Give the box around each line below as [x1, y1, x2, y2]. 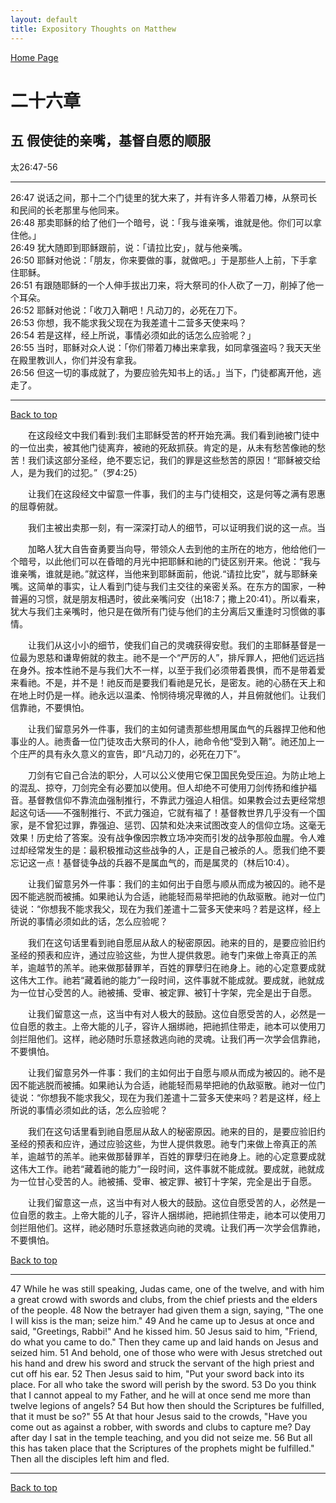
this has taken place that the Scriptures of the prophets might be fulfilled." [10, 1442, 315, 1454]
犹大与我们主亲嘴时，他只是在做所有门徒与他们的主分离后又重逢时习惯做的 [10, 605, 317, 617]
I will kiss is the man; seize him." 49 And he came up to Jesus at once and [10, 1314, 315, 1326]
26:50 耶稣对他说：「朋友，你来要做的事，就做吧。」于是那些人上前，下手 [10, 254, 309, 266]
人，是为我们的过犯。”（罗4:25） [10, 466, 143, 478]
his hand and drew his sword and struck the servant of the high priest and [10, 1357, 315, 1369]
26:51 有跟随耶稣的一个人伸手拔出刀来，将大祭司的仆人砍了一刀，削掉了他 [10, 279, 316, 291]
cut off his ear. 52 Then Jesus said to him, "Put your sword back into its [10, 1367, 305, 1380]
